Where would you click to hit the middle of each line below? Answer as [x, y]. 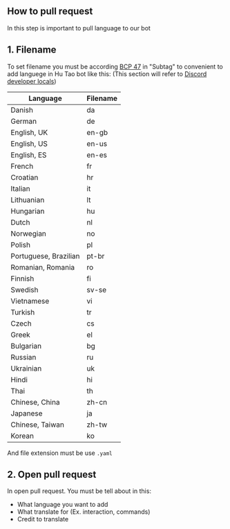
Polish [21, 245]
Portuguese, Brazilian [46, 256]
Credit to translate [43, 519]
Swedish [25, 290]
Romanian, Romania [42, 267]
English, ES [29, 155]
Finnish [22, 278]
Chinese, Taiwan [37, 425]
